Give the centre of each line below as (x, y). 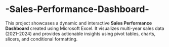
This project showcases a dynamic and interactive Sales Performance (79, 23)
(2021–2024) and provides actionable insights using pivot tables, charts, (80, 33)
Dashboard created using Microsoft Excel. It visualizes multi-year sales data (85, 28)
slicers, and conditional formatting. (41, 39)
